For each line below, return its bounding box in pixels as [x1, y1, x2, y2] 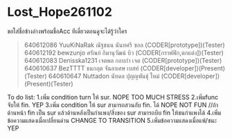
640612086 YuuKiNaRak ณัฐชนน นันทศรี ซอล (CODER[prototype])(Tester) [24, 41, 225, 49]
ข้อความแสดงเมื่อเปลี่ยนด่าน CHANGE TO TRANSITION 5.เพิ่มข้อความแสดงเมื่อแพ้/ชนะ [7, 116, 217, 124]
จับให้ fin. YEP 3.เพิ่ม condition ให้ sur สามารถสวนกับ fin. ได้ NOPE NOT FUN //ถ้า [7, 101, 219, 109]
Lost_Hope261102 [7, 4, 113, 20]
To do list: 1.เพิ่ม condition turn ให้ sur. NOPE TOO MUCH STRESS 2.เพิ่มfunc [7, 92, 219, 101]
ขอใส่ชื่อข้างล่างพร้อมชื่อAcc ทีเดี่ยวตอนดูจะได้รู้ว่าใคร [7, 27, 127, 35]
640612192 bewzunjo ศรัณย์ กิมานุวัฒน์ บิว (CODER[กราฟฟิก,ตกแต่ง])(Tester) [24, 48, 224, 57]
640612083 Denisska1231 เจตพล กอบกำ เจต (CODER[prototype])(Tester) [24, 56, 222, 64]
